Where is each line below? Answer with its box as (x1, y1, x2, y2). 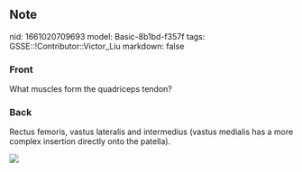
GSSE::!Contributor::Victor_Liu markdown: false (9, 41, 185, 51)
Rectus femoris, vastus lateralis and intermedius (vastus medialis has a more (9, 126, 294, 138)
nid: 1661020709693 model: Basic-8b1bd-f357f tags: (9, 31, 206, 41)
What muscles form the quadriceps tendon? (9, 84, 173, 95)
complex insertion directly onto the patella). (9, 136, 171, 147)
